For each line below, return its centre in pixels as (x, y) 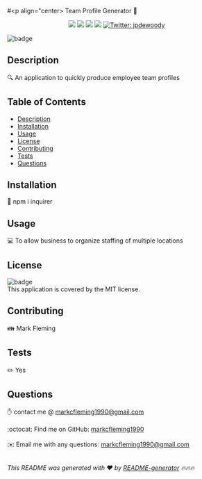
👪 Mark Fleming (31, 328)
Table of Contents (47, 102)
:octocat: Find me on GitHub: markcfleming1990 (76, 429)
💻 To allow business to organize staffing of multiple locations (95, 241)
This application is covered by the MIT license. (74, 289)
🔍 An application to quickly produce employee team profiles (94, 77)
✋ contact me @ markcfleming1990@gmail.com (76, 412)
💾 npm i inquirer (30, 202)
